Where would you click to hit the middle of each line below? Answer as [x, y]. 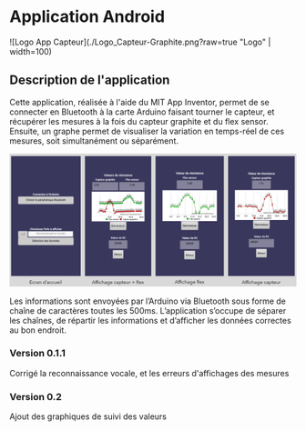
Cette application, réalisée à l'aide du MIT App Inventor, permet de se [140, 102]
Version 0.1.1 [37, 354]
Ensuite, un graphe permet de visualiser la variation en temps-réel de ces [147, 131]
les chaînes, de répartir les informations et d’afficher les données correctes [150, 320]
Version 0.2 [36, 396]
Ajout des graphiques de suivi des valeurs [88, 416]
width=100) [31, 51]
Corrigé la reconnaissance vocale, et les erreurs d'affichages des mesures [149, 373]
